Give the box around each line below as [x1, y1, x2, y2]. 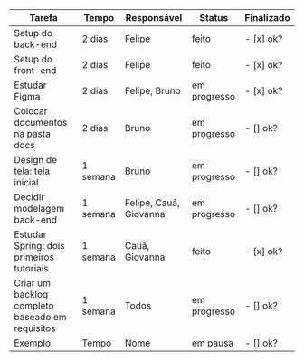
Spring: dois [14, 240, 65, 252]
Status [198, 12, 229, 24]
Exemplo [14, 337, 52, 349]
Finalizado [243, 12, 290, 24]
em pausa [191, 337, 233, 349]
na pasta [14, 128, 52, 139]
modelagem [14, 203, 65, 214]
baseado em [14, 311, 67, 323]
